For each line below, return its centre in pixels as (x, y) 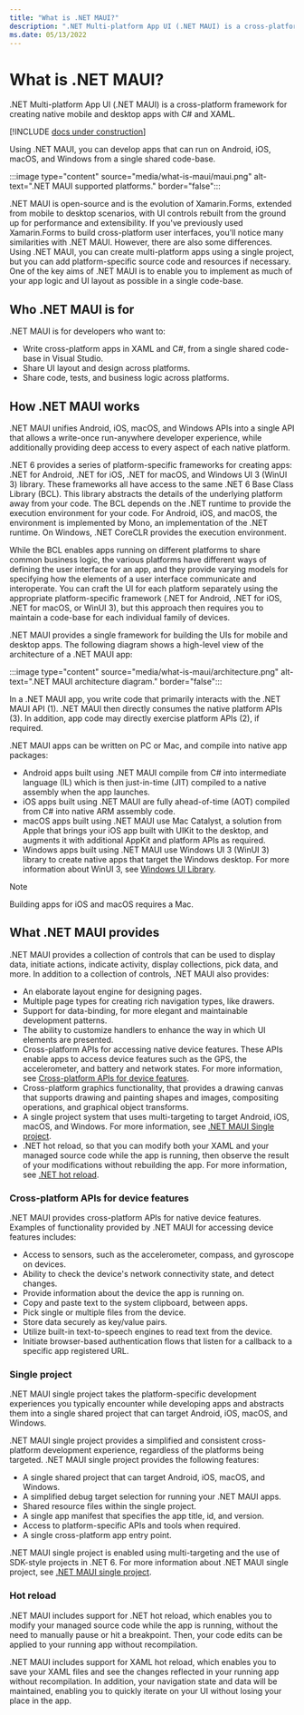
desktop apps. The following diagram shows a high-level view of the (137, 644)
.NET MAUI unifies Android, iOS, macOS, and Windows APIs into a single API (152, 428)
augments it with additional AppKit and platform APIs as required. (144, 840)
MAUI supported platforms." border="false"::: (137, 186)
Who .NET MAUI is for (72, 309)
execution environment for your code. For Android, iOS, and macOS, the (143, 512)
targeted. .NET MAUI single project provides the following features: (134, 1460)
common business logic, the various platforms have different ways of (138, 560)
